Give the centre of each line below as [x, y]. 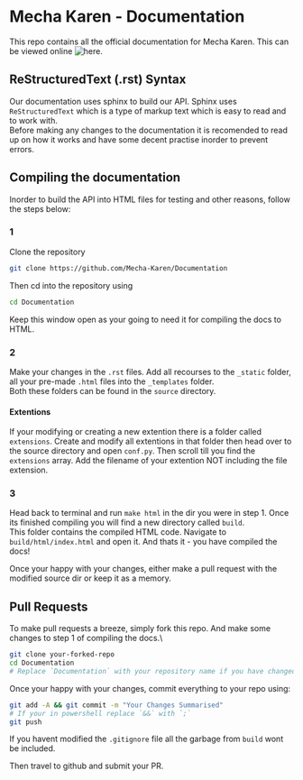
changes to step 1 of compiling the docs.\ [86, 638]
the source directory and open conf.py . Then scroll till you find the [133, 451]
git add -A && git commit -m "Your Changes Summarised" [116, 705]
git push [26, 722]
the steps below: [40, 208]
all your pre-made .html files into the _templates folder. [112, 381]
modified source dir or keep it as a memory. [90, 578]
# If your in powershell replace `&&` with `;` [101, 713]
